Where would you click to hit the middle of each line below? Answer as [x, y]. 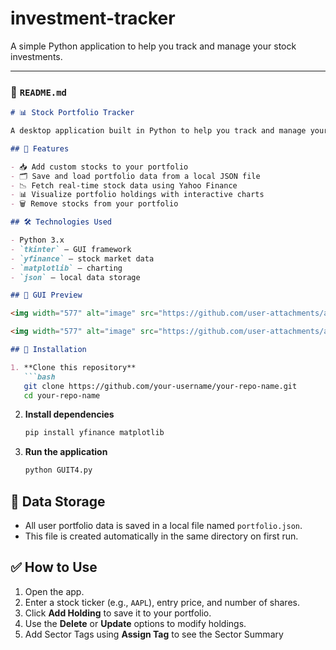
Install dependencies [69, 414]
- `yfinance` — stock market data [82, 258]
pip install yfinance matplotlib [94, 433]
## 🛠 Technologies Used [61, 222]
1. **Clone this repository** [73, 367]
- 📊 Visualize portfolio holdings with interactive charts [137, 195]
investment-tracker [93, 18]
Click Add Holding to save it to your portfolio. [118, 613]
